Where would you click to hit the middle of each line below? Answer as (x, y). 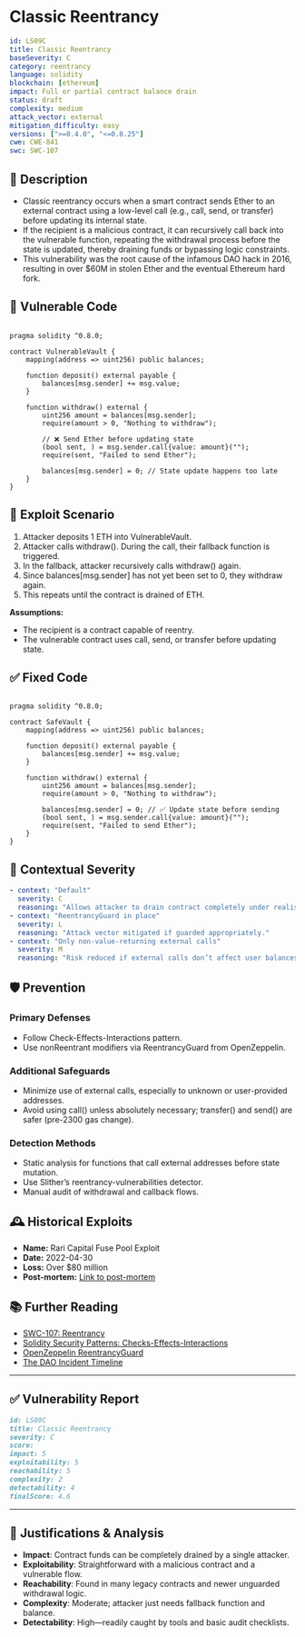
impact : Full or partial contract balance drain (103, 92)
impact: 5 (28, 1454)
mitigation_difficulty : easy (64, 125)
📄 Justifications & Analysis (87, 1533)
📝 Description (49, 179)
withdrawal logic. (54, 1593)
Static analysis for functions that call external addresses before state (151, 1163)
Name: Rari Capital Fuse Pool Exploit (91, 1248)
